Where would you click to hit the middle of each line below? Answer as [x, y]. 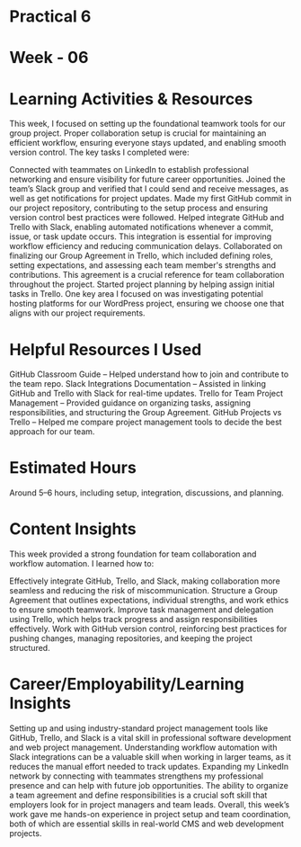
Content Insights [73, 529]
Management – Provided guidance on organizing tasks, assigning [130, 403]
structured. [30, 648]
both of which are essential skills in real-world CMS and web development [147, 824]
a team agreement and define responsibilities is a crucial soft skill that [138, 795]
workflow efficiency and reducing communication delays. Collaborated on [146, 246]
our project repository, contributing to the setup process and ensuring [139, 208]
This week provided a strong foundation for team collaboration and [133, 554]
